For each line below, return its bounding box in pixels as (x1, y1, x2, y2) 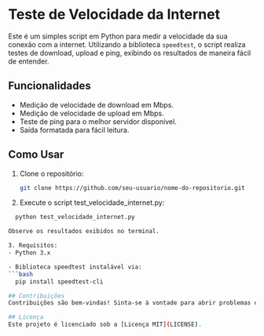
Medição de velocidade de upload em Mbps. (19, 108, 164, 118)
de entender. (8, 57, 49, 66)
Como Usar (8, 148, 64, 162)
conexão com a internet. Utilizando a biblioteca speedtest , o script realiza (8, 39, 246, 49)
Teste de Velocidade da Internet (8, 5, 221, 24)
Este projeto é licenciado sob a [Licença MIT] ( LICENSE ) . (8, 320, 202, 329)
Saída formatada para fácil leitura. (19, 125, 130, 134)
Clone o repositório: (19, 169, 84, 178)
